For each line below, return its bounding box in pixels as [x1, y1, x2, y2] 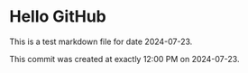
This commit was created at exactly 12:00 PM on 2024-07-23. [9, 53, 240, 64]
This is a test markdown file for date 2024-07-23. [9, 36, 193, 47]
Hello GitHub [9, 6, 106, 27]
